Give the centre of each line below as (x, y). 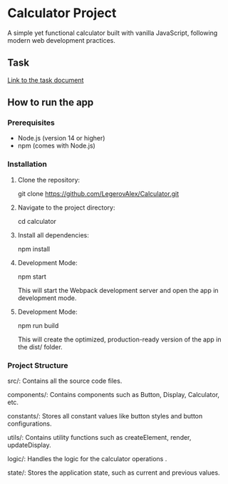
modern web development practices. (62, 40)
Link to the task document (46, 80)
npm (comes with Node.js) (57, 146)
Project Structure (38, 365)
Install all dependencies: (53, 235)
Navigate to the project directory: (66, 207)
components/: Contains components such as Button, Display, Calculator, (113, 395)
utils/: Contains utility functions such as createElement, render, (99, 438)
